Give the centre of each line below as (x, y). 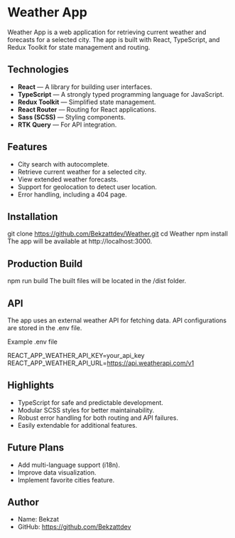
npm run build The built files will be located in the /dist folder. (97, 281)
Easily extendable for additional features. (77, 425)
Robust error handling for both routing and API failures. (98, 418)
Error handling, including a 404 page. (72, 194)
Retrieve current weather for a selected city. (82, 172)
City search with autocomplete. (63, 164)
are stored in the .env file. (45, 328)
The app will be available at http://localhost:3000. (80, 241)
